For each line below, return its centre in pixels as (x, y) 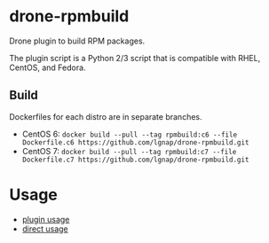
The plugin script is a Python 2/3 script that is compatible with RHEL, (135, 58)
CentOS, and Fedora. (47, 67)
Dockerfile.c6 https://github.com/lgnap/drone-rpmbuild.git (135, 142)
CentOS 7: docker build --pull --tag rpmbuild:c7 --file (129, 151)
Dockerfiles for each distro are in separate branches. (106, 116)
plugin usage (46, 219)
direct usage (45, 229)
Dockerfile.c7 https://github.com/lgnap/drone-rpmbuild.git (135, 160)
